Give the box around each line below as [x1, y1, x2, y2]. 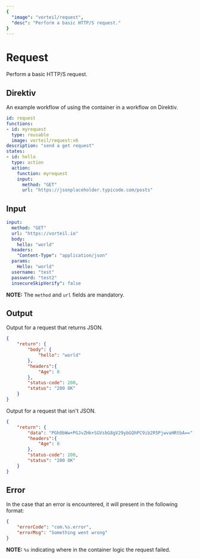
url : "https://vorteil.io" [11, 230, 79, 236]
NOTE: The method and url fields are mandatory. [6, 291, 125, 298]
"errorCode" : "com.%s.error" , [17, 524, 92, 530]
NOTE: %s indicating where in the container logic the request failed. [6, 546, 171, 553]
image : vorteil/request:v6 [11, 138, 79, 143]
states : [6, 148, 26, 155]
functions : [6, 120, 33, 127]
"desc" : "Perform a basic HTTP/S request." [11, 20, 121, 26]
